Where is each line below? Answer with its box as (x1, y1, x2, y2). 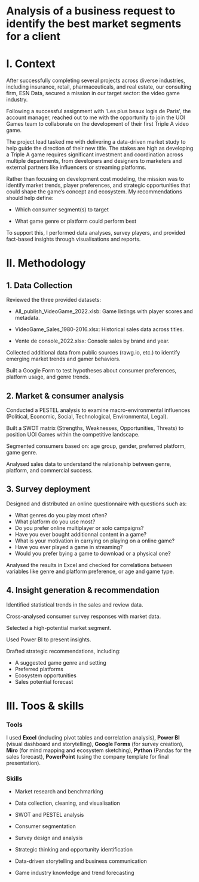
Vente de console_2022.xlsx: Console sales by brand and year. (14, 337, 170, 345)
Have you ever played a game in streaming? (14, 543, 123, 550)
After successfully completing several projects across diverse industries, (6, 77, 185, 84)
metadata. (14, 314, 40, 322)
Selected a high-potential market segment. (6, 624, 112, 631)
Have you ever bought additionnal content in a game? (14, 531, 147, 538)
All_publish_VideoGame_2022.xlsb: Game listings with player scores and (14, 308, 193, 315)
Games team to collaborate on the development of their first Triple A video (6, 120, 189, 128)
